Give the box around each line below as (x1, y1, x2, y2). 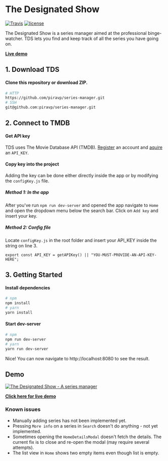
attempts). (12, 444, 34, 450)
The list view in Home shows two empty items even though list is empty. (12, 449, 159, 456)
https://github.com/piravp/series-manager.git (5, 95, 105, 101)
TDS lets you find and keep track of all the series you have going (24, 35, 159, 41)
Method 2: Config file (5, 224, 51, 231)
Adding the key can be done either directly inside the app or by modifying (5, 172, 158, 178)
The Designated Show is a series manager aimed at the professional (5, 30, 147, 36)
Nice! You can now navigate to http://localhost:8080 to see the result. (5, 355, 150, 361)
